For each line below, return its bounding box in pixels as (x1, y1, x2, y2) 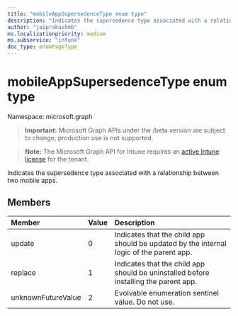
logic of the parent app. (114, 247, 193, 257)
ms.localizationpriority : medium (7, 30, 106, 38)
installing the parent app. (114, 276, 197, 286)
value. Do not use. (114, 297, 175, 307)
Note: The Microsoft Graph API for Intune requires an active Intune (24, 147, 220, 156)
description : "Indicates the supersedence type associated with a (7, 17, 208, 24)
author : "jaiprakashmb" (7, 23, 78, 30)
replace (11, 267, 37, 277)
